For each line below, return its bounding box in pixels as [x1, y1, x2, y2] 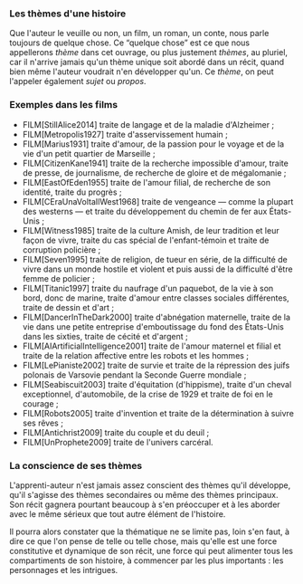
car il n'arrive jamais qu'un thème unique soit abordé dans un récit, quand [9, 57, 285, 68]
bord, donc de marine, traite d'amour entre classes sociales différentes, [22, 292, 289, 303]
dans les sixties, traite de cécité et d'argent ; [22, 330, 188, 341]
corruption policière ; [22, 244, 101, 255]
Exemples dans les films [9, 99, 118, 111]
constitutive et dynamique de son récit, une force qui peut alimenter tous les [9, 545, 294, 556]
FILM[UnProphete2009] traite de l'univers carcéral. [22, 436, 214, 447]
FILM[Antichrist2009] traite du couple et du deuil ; [22, 426, 210, 437]
